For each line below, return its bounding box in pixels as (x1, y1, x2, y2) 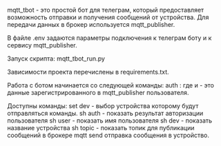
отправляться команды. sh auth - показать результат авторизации (7, 109, 204, 117)
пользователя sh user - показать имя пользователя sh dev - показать (7, 116, 213, 125)
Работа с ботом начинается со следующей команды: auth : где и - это (7, 81, 214, 89)
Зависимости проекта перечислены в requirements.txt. (7, 68, 169, 76)
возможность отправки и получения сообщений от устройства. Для (7, 13, 209, 21)
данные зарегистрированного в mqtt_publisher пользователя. (7, 89, 189, 96)
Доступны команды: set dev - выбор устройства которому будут (7, 102, 199, 109)
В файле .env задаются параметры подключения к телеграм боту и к (7, 34, 212, 42)
